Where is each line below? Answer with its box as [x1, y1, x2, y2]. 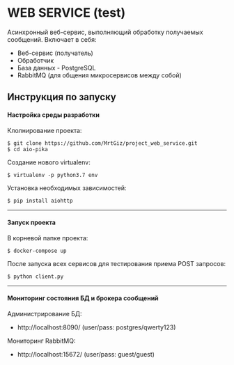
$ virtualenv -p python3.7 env [7, 171, 98, 178]
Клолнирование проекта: [7, 126, 82, 134]
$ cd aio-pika [7, 146, 49, 153]
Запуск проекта [7, 218, 56, 227]
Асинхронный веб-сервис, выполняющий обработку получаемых [7, 28, 203, 36]
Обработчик [17, 56, 54, 64]
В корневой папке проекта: [7, 233, 88, 242]
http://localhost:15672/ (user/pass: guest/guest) [17, 350, 155, 358]
